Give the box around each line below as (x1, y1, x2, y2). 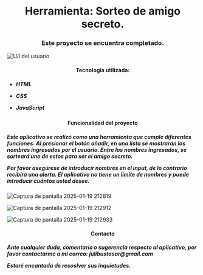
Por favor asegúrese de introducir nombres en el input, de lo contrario (7, 164, 187, 171)
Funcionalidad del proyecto (67, 120, 139, 127)
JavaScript (15, 104, 45, 111)
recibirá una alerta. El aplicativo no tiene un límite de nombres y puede (7, 171, 190, 178)
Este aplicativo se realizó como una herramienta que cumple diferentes (7, 133, 191, 140)
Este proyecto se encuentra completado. (41, 39, 165, 47)
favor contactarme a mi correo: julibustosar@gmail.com (7, 250, 154, 257)
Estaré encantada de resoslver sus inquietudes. (7, 262, 131, 270)
